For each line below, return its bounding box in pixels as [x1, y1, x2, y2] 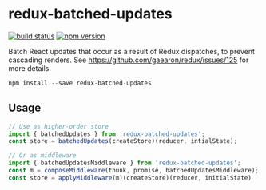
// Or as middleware [8, 152, 77, 160]
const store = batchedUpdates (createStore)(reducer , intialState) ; [8, 137, 238, 145]
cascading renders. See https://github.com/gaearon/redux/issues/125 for [8, 55, 249, 65]
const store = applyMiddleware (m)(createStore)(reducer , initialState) [8, 173, 252, 182]
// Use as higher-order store [8, 122, 109, 130]
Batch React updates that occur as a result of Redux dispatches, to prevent [8, 46, 256, 56]
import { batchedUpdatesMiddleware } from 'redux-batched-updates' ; [8, 159, 241, 168]
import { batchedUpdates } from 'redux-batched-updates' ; [8, 129, 205, 138]
